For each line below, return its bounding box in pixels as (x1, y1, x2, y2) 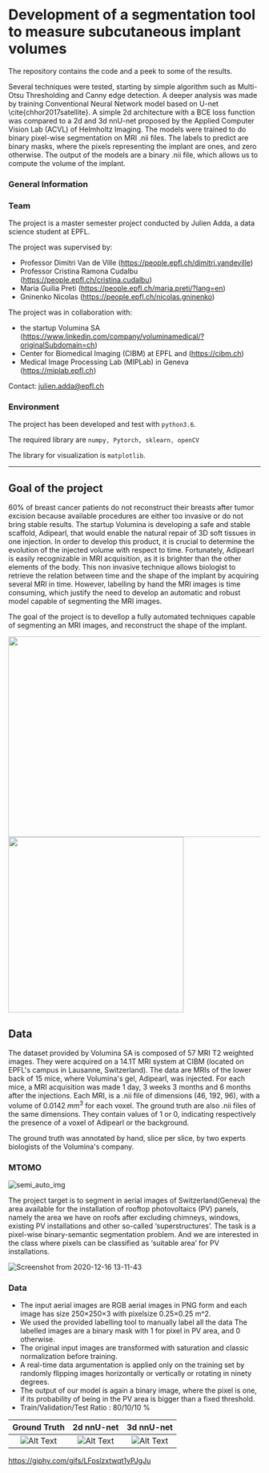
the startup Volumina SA (19, 323, 100, 333)
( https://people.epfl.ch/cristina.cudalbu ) (19, 275, 152, 285)
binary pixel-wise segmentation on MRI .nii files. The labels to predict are (8, 132, 249, 142)
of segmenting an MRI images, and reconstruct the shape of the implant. (8, 620, 247, 631)
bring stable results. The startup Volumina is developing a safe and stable (8, 520, 251, 530)
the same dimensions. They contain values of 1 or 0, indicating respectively (8, 1109, 256, 1118)
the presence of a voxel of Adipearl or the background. (8, 1118, 190, 1127)
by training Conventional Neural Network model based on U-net (8, 99, 219, 108)
